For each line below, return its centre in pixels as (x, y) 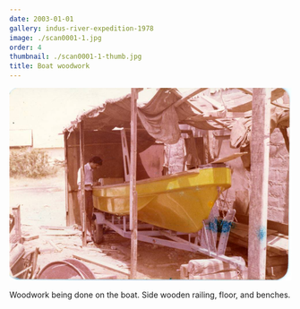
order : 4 (26, 47)
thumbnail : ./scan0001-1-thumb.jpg (76, 57)
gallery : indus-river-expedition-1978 (81, 28)
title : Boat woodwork (50, 66)
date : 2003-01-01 (42, 19)
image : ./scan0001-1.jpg (56, 38)
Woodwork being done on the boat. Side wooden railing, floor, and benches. (150, 295)
